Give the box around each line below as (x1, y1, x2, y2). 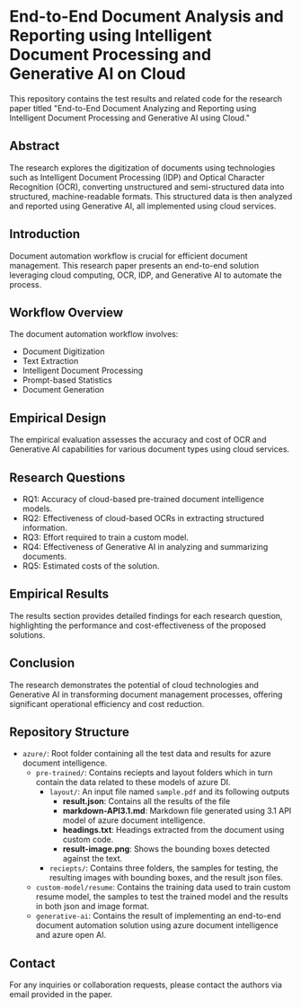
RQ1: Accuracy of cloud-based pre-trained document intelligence (22, 494, 265, 504)
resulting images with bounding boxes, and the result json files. (49, 872, 284, 883)
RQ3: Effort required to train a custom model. (22, 532, 189, 543)
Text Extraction (22, 356, 79, 367)
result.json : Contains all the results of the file (62, 796, 231, 807)
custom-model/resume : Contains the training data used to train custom (35, 882, 291, 893)
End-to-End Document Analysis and (9, 6, 285, 27)
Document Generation (22, 385, 105, 395)
